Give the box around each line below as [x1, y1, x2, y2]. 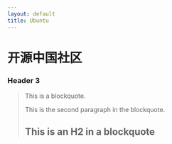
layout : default [7, 10, 55, 18]
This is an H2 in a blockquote [24, 126, 155, 138]
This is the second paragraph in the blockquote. [24, 105, 166, 113]
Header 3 [7, 75, 41, 85]
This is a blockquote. [24, 92, 86, 100]
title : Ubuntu [7, 17, 50, 24]
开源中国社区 [7, 50, 83, 66]
